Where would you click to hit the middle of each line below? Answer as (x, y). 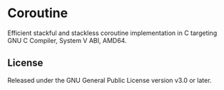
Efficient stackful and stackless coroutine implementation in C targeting (112, 33)
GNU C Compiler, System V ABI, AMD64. (67, 40)
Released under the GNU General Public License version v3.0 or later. (110, 80)
